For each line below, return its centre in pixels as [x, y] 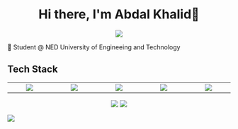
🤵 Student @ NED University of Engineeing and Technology [94, 47]
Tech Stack [33, 69]
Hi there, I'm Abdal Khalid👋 [119, 14]
